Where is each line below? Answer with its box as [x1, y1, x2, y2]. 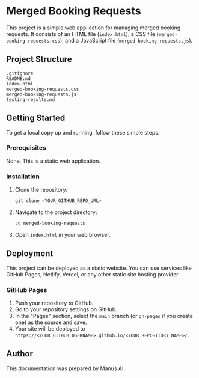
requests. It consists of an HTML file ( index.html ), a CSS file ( [6, 30, 159, 37]
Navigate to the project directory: [14, 209, 97, 216]
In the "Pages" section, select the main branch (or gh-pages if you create [14, 312, 194, 320]
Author [6, 349, 33, 359]
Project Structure [6, 54, 72, 64]
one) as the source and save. [14, 319, 87, 326]
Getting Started [6, 113, 66, 123]
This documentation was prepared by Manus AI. [6, 365, 125, 372]
